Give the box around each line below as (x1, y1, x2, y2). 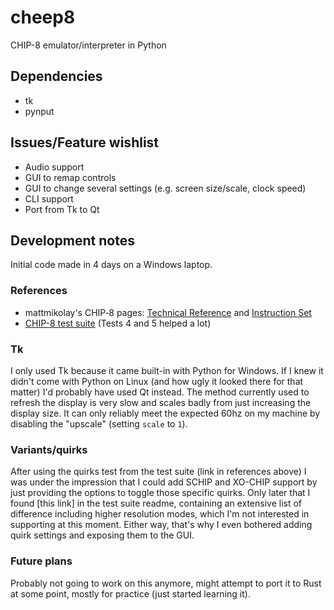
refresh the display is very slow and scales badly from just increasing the (10, 396, 312, 408)
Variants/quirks (10, 442, 88, 456)
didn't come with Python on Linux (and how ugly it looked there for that (10, 375, 304, 387)
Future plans (10, 554, 73, 568)
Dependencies (10, 68, 103, 85)
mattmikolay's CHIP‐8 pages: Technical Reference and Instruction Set (24, 306, 312, 318)
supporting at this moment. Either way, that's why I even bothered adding (10, 519, 313, 531)
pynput (24, 105, 55, 117)
